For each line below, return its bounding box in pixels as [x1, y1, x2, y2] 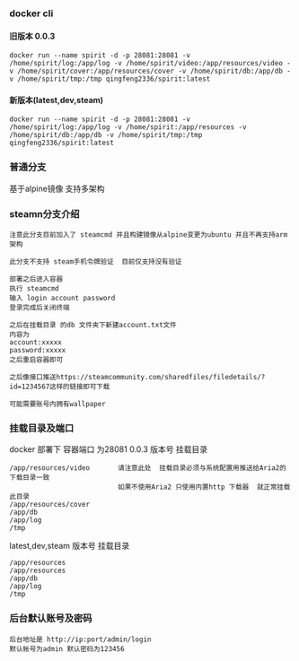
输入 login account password [9, 293, 116, 302]
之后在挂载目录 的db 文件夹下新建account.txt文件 [9, 320, 177, 329]
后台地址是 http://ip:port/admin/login [9, 635, 152, 644]
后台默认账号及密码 [9, 613, 92, 625]
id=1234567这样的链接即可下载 [9, 382, 110, 391]
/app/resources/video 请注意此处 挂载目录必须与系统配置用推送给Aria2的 [9, 464, 287, 473]
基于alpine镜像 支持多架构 [9, 183, 105, 194]
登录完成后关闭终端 [9, 303, 70, 312]
